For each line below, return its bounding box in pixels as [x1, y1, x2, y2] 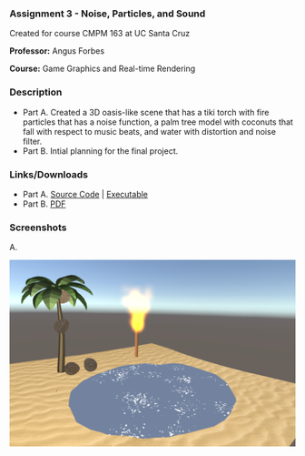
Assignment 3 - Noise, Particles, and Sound [9, 7, 206, 20]
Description [9, 86, 63, 98]
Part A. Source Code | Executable [22, 188, 148, 199]
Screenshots [9, 221, 67, 234]
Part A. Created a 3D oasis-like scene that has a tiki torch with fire [22, 106, 270, 117]
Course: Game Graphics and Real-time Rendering [9, 63, 196, 75]
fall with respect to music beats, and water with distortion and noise [22, 126, 277, 137]
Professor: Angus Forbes [9, 46, 105, 56]
